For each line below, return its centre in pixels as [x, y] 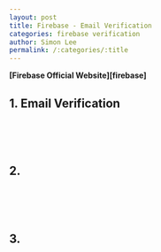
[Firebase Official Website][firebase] [78, 75]
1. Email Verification [65, 103]
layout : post [33, 17]
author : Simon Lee [43, 42]
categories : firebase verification [75, 34]
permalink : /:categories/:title [69, 50]
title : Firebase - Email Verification [80, 26]
